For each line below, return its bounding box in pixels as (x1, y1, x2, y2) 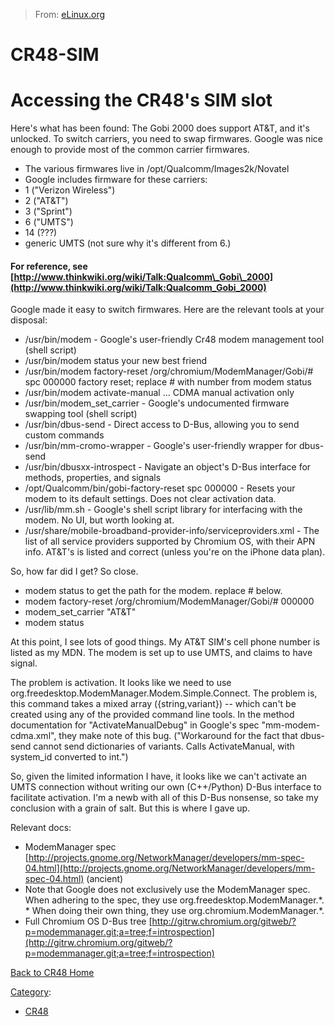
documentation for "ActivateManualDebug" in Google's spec (10, 719, 260, 731)
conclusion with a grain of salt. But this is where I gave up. (10, 802, 251, 814)
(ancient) (86, 873, 124, 885)
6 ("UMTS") (24, 216, 74, 228)
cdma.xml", (10, 730, 57, 742)
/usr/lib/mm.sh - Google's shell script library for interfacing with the (24, 504, 303, 516)
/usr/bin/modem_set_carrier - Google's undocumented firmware (24, 397, 290, 409)
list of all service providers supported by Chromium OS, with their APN (24, 535, 316, 548)
